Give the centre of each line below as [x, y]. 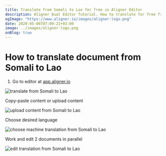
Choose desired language [31, 120]
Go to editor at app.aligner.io [41, 81]
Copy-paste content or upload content [44, 101]
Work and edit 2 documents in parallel [44, 139]
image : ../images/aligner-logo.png [42, 28]
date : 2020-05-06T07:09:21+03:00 [40, 24]
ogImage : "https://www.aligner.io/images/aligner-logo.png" [68, 19]
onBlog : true [19, 33]
